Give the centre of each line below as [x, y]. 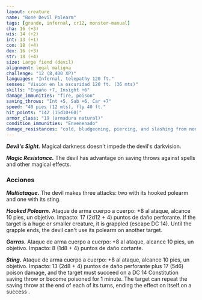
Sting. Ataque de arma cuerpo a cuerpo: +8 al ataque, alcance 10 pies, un [98, 260]
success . [18, 292]
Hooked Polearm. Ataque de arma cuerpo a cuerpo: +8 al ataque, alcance [98, 211]
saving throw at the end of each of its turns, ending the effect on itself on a [99, 286]
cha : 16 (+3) [23, 29]
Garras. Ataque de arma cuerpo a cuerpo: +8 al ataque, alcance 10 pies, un [100, 242]
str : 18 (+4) [23, 57]
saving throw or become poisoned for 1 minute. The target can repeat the [97, 279]
